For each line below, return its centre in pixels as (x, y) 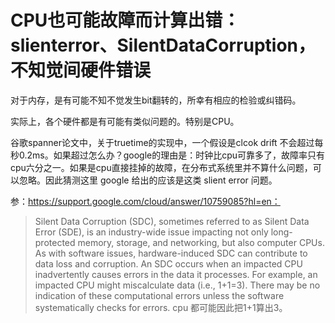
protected (55, 242)
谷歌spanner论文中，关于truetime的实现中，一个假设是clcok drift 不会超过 (162, 142)
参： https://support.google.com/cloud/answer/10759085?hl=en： (145, 201)
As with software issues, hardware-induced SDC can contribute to (171, 253)
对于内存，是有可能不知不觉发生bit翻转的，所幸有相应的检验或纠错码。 (156, 100)
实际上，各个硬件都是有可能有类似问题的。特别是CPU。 (125, 121)
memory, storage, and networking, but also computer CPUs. (201, 242)
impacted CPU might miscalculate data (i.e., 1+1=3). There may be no (177, 285)
